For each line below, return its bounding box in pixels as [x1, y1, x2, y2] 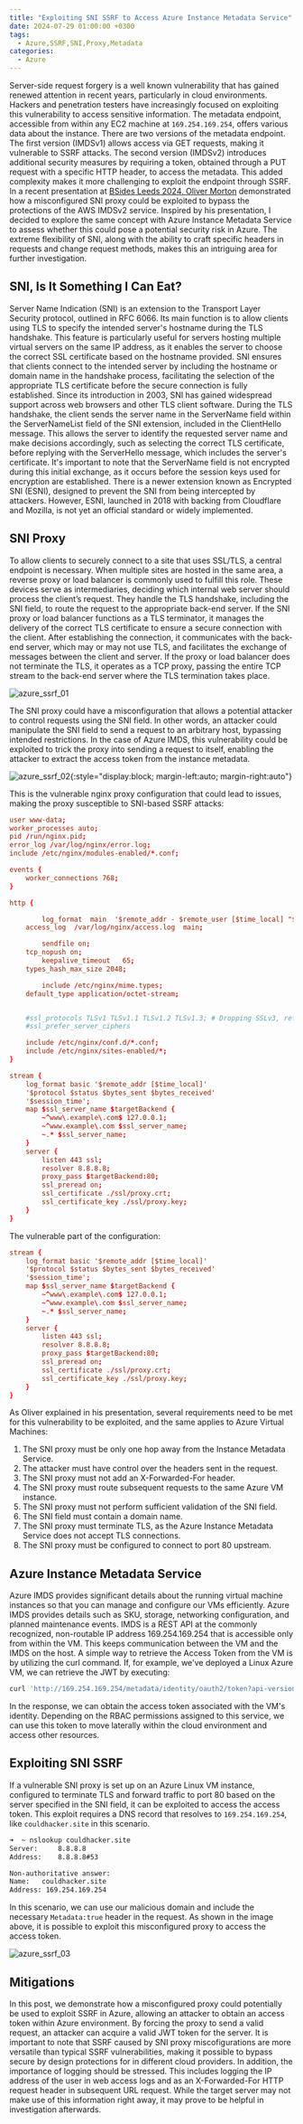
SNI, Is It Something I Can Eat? [9, 279, 182, 295]
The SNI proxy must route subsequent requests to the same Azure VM [22, 1482, 284, 1493]
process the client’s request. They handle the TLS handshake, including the [9, 593, 289, 604]
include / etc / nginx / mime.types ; [41, 981, 164, 990]
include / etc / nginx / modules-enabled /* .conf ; [9, 849, 179, 859]
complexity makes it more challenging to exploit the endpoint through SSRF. [9, 176, 291, 186]
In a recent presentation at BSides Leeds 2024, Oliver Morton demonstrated [9, 186, 291, 196]
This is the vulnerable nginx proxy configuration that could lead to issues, [9, 788, 282, 799]
